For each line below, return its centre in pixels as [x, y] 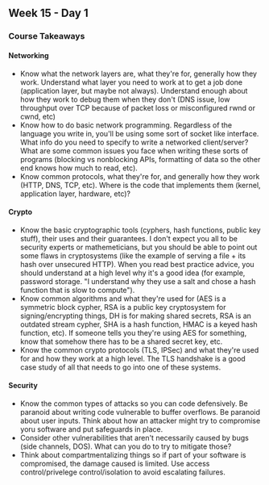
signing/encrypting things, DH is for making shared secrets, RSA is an [136, 316]
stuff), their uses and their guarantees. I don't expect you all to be [128, 238]
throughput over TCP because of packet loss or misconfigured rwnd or [138, 107]
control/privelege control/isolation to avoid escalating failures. [122, 472]
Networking [29, 55]
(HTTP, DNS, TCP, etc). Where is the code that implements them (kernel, [140, 185]
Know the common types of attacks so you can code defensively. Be [134, 403]
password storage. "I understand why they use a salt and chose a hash [138, 281]
